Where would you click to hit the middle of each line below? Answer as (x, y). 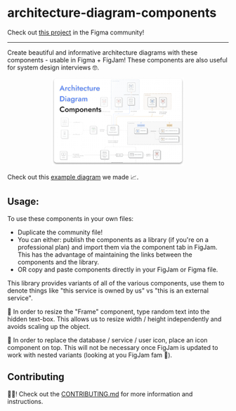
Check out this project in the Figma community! (76, 32)
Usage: (24, 202)
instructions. (25, 401)
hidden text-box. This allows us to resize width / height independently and (114, 319)
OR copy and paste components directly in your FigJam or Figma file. (118, 269)
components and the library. (58, 262)
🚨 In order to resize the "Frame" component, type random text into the (109, 311)
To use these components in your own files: (71, 218)
